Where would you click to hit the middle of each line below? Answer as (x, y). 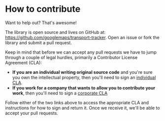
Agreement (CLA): (23, 62)
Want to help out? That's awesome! (41, 23)
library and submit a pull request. (39, 42)
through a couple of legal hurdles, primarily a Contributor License (71, 57)
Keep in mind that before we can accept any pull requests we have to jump (81, 52)
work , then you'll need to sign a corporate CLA (60, 93)
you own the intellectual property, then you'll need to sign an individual (84, 77)
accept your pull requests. (32, 113)
